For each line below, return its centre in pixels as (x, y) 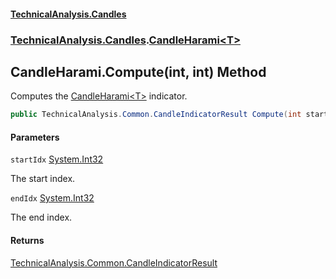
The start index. (43, 179)
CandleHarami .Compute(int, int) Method (138, 71)
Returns (27, 240)
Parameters (35, 137)
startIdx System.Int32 (57, 159)
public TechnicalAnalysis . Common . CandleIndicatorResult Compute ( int (156, 115)
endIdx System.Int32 (52, 198)
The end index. (41, 217)
